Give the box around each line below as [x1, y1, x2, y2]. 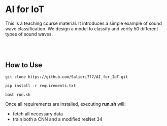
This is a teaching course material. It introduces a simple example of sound [5, 20, 162, 26]
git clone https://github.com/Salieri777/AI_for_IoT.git [5, 74, 128, 79]
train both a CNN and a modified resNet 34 [12, 116, 103, 122]
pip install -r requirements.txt [5, 83, 76, 88]
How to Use [5, 61, 43, 69]
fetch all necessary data [12, 110, 63, 117]
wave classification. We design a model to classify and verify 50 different [5, 25, 158, 31]
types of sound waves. [5, 31, 53, 37]
